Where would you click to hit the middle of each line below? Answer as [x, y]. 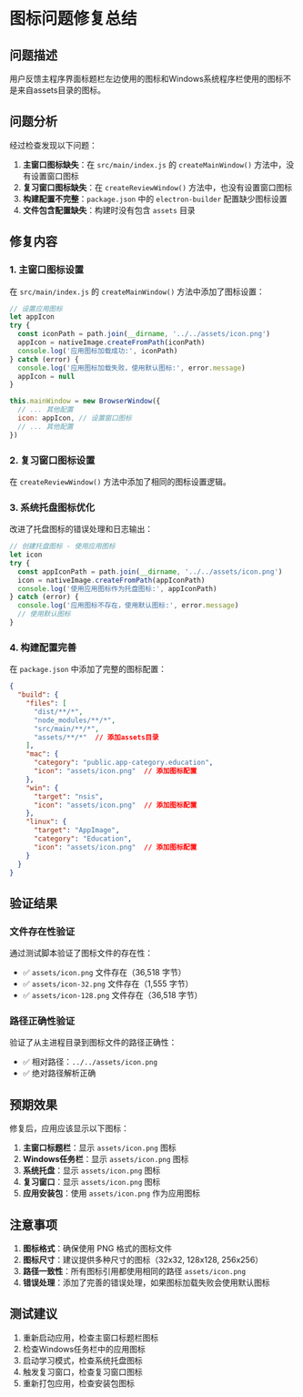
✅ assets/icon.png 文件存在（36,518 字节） [104, 973]
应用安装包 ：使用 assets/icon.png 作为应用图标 [111, 1193]
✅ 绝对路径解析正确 [59, 1073]
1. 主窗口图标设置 [47, 270]
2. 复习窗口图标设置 [52, 460]
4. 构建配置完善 [43, 648]
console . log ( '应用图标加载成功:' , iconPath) [98, 351]
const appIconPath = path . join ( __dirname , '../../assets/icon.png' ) [150, 571]
